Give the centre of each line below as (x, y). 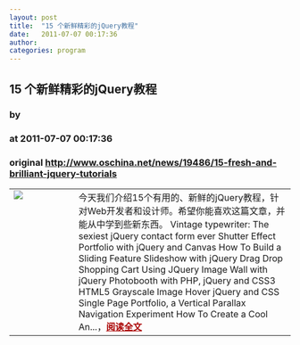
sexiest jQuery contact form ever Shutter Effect (178, 235)
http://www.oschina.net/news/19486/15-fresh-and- (160, 163)
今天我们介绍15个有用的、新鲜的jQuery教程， (175, 197)
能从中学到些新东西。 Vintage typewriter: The (174, 224)
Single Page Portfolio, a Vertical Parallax (162, 302)
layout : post (33, 17)
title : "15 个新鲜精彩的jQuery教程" (74, 26)
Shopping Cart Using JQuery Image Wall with (173, 269)
